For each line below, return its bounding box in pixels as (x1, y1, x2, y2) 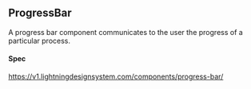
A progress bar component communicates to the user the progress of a (8, 27, 244, 37)
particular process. (8, 36, 70, 45)
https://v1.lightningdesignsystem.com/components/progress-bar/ (8, 72, 224, 82)
